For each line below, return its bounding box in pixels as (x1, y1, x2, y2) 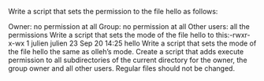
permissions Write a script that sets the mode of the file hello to (8, 31, 214, 39)
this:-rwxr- (215, 31, 251, 39)
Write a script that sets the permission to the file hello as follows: (8, 7, 218, 16)
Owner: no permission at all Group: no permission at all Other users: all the (8, 22, 250, 31)
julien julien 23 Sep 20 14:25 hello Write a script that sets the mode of (31, 39, 257, 48)
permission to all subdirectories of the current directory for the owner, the (8, 55, 247, 64)
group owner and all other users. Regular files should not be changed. (8, 64, 235, 73)
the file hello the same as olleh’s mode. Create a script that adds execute (8, 47, 244, 56)
